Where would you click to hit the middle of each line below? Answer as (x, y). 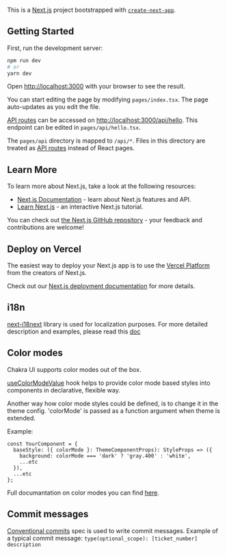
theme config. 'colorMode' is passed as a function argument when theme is (113, 410)
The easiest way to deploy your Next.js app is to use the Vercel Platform (109, 265)
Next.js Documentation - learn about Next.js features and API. (104, 200)
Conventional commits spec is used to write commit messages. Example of (113, 530)
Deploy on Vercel (44, 249)
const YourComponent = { (42, 444)
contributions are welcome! (45, 227)
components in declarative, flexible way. (64, 390)
